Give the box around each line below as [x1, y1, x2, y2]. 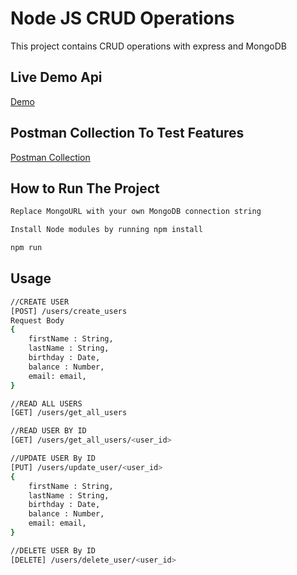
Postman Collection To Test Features [10, 125, 245, 142]
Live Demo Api [10, 69, 103, 86]
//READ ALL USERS [10, 398, 83, 409]
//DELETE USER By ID [10, 545, 97, 556]
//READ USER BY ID [10, 426, 87, 436]
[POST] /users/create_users [10, 306, 128, 316]
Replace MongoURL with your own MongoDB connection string [10, 207, 262, 217]
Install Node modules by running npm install [10, 225, 203, 235]
